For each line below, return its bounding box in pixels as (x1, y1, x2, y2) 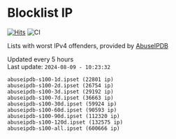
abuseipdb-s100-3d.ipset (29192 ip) (7, 88, 114, 95)
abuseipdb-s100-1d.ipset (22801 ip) (7, 75, 114, 83)
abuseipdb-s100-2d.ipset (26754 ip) (7, 82, 114, 89)
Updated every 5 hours (7, 54, 74, 64)
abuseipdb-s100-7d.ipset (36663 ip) (7, 94, 114, 101)
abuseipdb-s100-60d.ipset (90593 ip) (7, 106, 117, 113)
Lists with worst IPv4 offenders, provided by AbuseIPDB (7, 41, 169, 50)
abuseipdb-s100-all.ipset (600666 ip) (7, 124, 120, 132)
